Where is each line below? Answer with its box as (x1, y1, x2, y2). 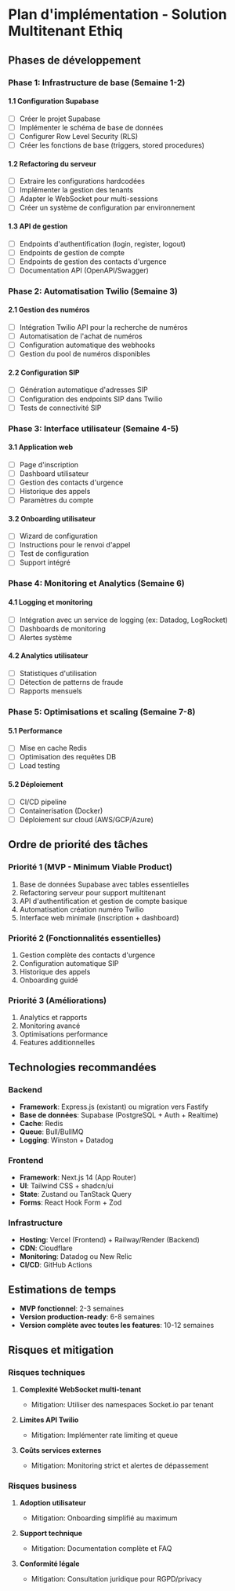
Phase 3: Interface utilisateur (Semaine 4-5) (8, 422, 179, 433)
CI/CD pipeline (19, 797, 67, 806)
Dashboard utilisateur (19, 469, 89, 478)
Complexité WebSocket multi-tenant (19, 1384, 142, 1394)
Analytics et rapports (19, 1013, 88, 1022)
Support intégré (19, 558, 70, 567)
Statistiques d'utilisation (19, 669, 97, 678)
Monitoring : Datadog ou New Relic (19, 1252, 132, 1261)
